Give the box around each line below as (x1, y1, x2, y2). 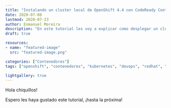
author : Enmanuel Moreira (5, 21, 60, 27)
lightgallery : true (5, 73, 47, 78)
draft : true (5, 31, 31, 36)
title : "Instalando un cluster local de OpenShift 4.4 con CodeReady (5, 7, 156, 13)
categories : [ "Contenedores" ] (5, 59, 70, 64)
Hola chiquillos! (5, 87, 38, 93)
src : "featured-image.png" (10, 49, 67, 55)
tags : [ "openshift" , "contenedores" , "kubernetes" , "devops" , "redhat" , (5, 64, 163, 69)
